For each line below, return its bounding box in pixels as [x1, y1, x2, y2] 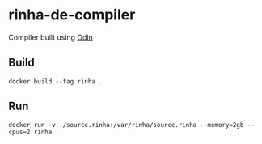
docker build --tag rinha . [8, 77, 104, 86]
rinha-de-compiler [8, 6, 136, 24]
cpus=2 [8, 128, 31, 136]
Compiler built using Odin [8, 32, 93, 42]
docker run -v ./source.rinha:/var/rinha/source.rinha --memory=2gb [8, 121, 244, 129]
